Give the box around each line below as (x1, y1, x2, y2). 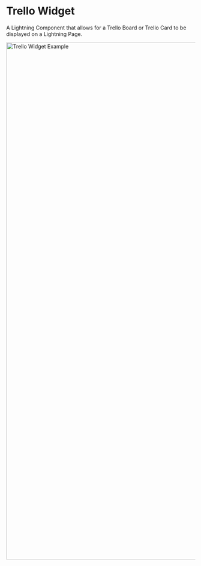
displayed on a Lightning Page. (6, 30, 83, 37)
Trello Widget (6, 4, 75, 18)
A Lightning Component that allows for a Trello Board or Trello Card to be (6, 24, 187, 31)
